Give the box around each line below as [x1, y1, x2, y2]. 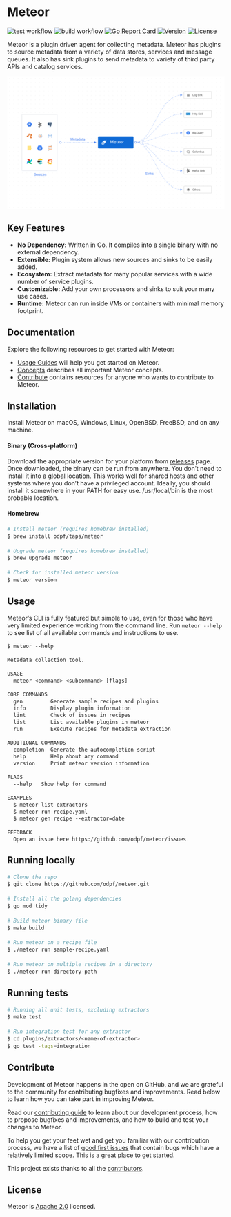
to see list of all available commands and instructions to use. [7, 628, 179, 636]
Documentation [7, 327, 76, 339]
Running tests [7, 987, 69, 999]
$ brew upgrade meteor [7, 554, 72, 562]
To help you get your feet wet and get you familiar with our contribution [7, 1136, 210, 1145]
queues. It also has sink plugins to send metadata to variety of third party [7, 54, 215, 63]
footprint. [17, 306, 44, 314]
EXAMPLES [7, 794, 32, 801]
